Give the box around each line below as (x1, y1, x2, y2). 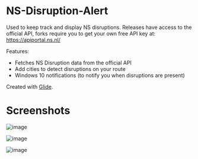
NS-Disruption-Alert (6, 4, 108, 18)
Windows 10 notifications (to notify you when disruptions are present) (14, 72, 185, 79)
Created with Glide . (6, 83, 53, 90)
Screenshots (6, 104, 71, 118)
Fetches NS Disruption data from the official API (14, 59, 132, 66)
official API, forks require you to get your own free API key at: (6, 30, 156, 37)
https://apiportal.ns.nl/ (6, 36, 61, 43)
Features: (6, 47, 30, 54)
